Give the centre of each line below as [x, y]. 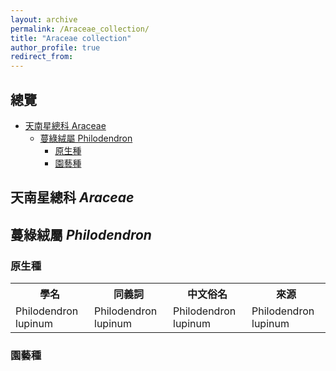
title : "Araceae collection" [71, 38]
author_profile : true [55, 47]
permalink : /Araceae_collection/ [80, 29]
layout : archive [44, 19]
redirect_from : [42, 57]
